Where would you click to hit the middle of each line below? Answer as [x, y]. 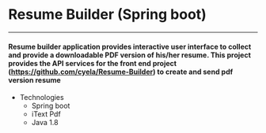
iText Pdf [46, 114]
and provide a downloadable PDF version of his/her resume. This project [130, 55]
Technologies [42, 98]
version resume [34, 79]
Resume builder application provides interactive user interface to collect [130, 46]
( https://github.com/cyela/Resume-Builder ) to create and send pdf [121, 72]
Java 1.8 [45, 123]
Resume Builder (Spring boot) [108, 15]
